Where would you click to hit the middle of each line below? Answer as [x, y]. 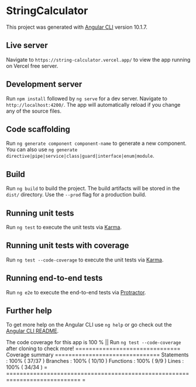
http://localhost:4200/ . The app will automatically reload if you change [93, 104]
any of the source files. [34, 111]
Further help [29, 311]
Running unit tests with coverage [68, 245]
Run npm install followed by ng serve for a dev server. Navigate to [87, 99]
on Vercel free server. [32, 66]
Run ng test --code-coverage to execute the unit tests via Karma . [85, 260]
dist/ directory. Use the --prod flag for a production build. [76, 195]
